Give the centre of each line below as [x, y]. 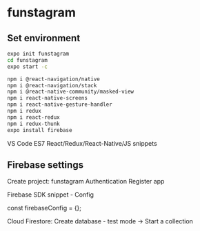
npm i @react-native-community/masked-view [71, 92]
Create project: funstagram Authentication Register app [86, 181]
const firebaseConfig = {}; [44, 208]
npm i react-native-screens [48, 98]
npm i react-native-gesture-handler [60, 104]
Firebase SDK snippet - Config [51, 195]
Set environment [44, 38]
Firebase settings [46, 165]
